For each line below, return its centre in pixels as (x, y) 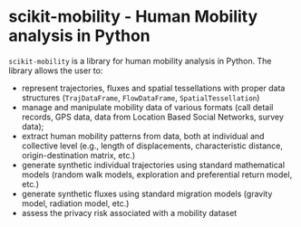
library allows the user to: (56, 71)
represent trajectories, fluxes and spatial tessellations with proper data (153, 88)
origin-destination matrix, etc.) (78, 155)
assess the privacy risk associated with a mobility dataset (129, 213)
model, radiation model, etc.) (75, 203)
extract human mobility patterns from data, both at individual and (143, 136)
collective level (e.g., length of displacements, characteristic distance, (152, 146)
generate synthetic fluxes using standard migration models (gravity (147, 194)
